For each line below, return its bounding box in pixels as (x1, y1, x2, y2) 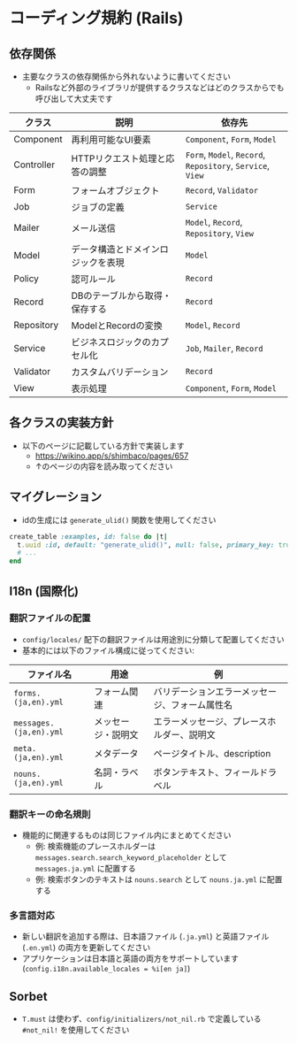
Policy (13, 273, 40, 284)
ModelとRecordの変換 (71, 319, 163, 332)
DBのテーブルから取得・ (71, 289, 172, 302)
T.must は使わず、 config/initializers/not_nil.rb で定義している (21, 1014, 263, 1025)
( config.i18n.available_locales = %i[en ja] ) (21, 963, 191, 974)
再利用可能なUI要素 (71, 134, 152, 146)
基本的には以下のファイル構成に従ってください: (21, 645, 194, 656)
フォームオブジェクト (71, 185, 160, 196)
